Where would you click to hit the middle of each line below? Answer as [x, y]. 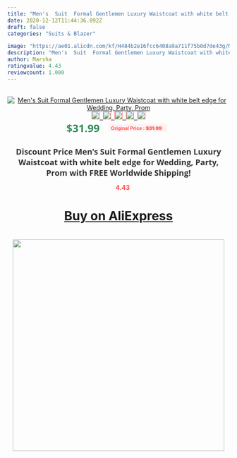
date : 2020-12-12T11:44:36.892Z [55, 20]
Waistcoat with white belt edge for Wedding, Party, [119, 162]
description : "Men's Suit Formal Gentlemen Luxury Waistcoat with [110, 53]
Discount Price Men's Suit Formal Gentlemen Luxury [119, 151]
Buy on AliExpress [119, 216]
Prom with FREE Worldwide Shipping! [119, 173]
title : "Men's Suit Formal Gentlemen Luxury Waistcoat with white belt [118, 14]
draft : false [26, 27]
